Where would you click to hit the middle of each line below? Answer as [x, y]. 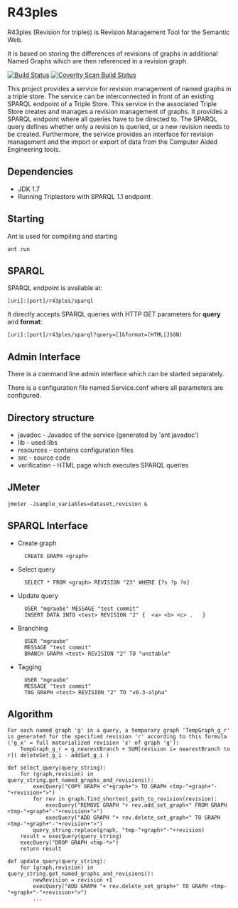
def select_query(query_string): [57, 768]
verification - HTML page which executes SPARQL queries [103, 465]
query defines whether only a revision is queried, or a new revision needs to [118, 126]
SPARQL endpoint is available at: [55, 288]
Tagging [30, 666]
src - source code [44, 458]
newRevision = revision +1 [73, 880]
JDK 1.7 [29, 189]
